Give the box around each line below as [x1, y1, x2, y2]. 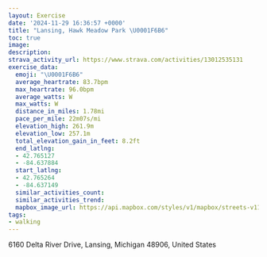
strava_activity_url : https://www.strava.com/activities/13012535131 [8, 56, 244, 64]
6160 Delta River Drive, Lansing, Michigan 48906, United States [8, 240, 217, 250]
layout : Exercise [8, 11, 66, 20]
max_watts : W [15, 100, 59, 108]
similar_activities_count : [15, 188, 105, 197]
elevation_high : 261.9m [15, 122, 94, 130]
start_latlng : [15, 167, 62, 175]
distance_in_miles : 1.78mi [15, 108, 105, 116]
